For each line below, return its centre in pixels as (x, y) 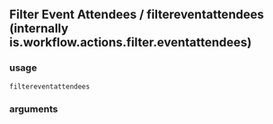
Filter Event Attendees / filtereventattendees (137, 15)
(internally (39, 29)
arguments (34, 109)
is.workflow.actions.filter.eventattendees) (131, 42)
